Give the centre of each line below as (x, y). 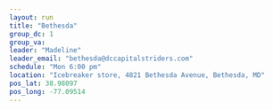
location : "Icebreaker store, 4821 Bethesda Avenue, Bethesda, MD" (137, 75)
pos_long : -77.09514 (48, 91)
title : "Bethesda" (43, 26)
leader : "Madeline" (45, 51)
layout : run (31, 17)
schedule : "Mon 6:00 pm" (55, 67)
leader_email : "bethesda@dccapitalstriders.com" (101, 59)
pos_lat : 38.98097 (43, 83)
